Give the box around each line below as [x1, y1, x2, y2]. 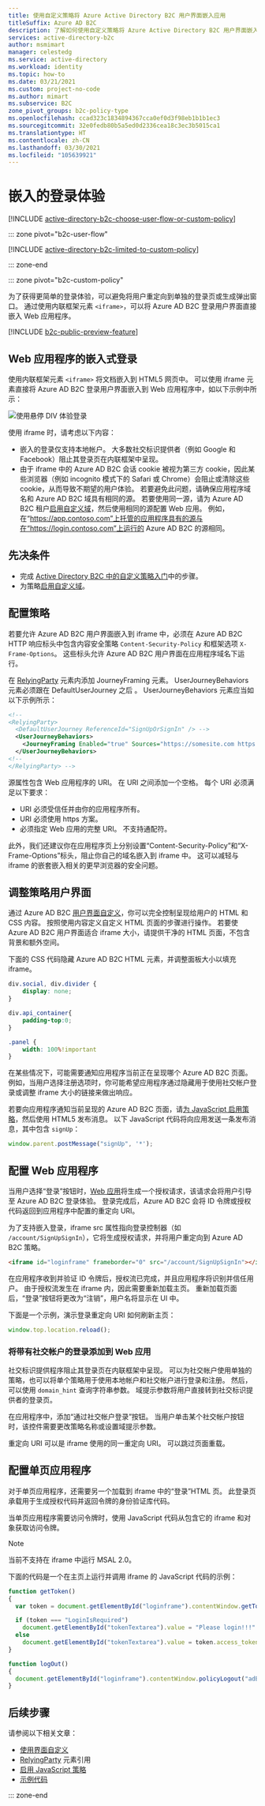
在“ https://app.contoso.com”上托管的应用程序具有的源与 [19, 514, 203, 523]
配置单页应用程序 [8, 1464, 91, 1477]
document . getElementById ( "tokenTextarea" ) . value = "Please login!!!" [22, 1624, 256, 1631]
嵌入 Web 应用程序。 [8, 311, 76, 321]
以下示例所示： [8, 695, 57, 704]
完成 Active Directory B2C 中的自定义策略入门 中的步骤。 [19, 571, 203, 580]
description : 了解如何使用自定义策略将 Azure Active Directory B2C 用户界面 [8, 26, 247, 34]
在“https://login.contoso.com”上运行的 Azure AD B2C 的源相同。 [19, 524, 230, 533]
